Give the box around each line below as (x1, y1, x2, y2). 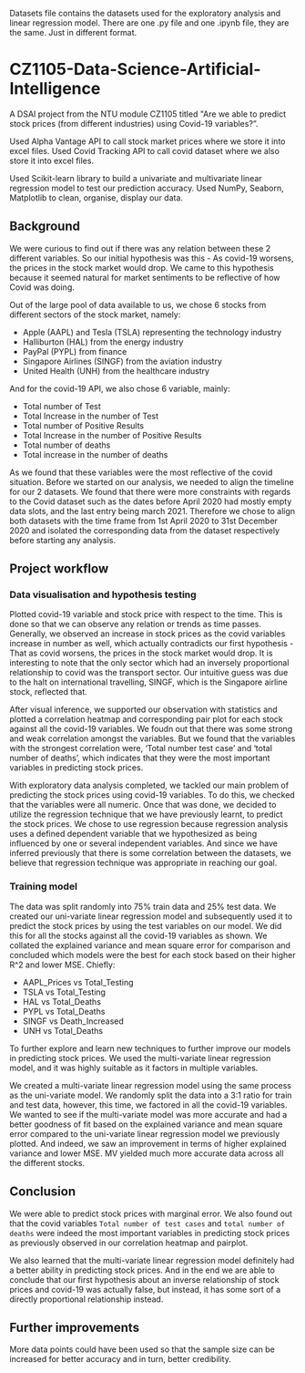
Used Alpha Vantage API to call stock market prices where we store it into (9, 136, 286, 147)
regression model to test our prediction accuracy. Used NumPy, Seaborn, (9, 182, 284, 193)
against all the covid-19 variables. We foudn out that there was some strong (9, 724, 293, 735)
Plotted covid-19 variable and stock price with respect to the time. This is (9, 609, 283, 620)
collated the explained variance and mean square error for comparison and (9, 939, 291, 951)
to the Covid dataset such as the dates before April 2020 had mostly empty (9, 496, 292, 507)
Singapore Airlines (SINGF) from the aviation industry (22, 356, 223, 366)
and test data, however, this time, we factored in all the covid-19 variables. (9, 1099, 289, 1110)
